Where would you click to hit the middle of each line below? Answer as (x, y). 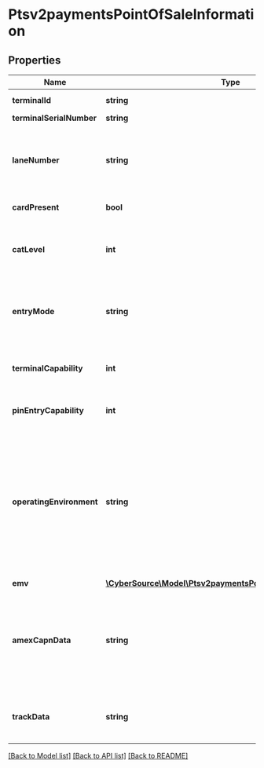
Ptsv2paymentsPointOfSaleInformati (131, 15)
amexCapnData (42, 640)
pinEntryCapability (48, 410)
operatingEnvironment (55, 502)
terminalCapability (48, 368)
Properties (35, 60)
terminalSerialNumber (54, 118)
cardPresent (36, 207)
